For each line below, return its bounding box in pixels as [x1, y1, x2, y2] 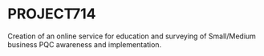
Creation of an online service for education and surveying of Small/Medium [7, 31, 256, 41]
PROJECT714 [7, 5, 96, 23]
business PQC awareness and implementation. [7, 39, 162, 49]
